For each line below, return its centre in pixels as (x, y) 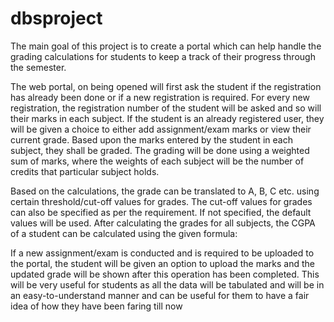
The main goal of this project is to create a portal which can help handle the (166, 46)
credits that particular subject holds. (85, 171)
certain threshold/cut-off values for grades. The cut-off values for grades (161, 201)
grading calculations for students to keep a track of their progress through (163, 56)
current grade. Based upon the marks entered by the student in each (151, 139)
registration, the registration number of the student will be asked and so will (166, 108)
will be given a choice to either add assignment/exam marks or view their (161, 129)
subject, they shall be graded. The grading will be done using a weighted (160, 150)
